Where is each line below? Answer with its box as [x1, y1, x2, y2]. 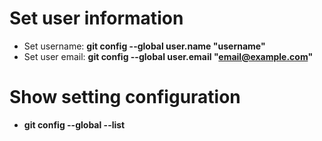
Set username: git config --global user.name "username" [23, 40, 266, 52]
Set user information [9, 7, 184, 30]
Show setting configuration [9, 86, 241, 109]
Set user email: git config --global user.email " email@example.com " [23, 50, 314, 62]
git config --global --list [23, 118, 126, 131]
